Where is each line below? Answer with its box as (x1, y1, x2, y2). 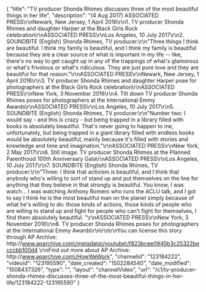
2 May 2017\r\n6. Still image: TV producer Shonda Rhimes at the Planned (6, 148, 191, 156)
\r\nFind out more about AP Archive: (39, 247, 131, 253)
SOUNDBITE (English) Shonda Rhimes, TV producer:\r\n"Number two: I (6, 110, 186, 117)
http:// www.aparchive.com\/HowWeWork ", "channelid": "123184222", (6, 253, 182, 260)
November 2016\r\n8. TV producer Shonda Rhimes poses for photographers (6, 220, 199, 228)
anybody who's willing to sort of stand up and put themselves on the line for (6, 175, 199, 182)
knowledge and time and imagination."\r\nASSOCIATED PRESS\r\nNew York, (6, 142, 200, 149)
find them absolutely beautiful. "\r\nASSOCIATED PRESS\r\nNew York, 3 (6, 214, 189, 221)
